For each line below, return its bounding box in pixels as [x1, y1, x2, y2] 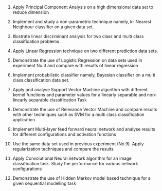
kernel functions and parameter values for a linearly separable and [12, 92, 146, 97]
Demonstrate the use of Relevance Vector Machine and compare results [12, 107, 158, 112]
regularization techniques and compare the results [12, 146, 114, 152]
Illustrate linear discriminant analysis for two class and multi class [12, 34, 144, 39]
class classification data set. [12, 77, 70, 83]
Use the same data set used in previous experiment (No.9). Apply [12, 141, 144, 147]
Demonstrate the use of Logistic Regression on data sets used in [12, 57, 143, 63]
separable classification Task [28, 97, 87, 103]
